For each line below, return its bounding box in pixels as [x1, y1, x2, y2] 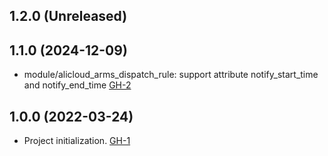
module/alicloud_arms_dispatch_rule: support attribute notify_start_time [23, 69, 319, 81]
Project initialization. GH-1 [23, 135, 131, 147]
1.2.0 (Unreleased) [9, 8, 128, 25]
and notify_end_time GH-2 [23, 79, 132, 91]
